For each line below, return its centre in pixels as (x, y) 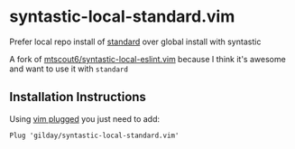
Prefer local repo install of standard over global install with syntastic (135, 42)
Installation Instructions (78, 97)
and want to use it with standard (69, 69)
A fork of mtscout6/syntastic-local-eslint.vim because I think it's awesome (147, 59)
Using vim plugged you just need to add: (85, 118)
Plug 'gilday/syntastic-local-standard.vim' (94, 135)
